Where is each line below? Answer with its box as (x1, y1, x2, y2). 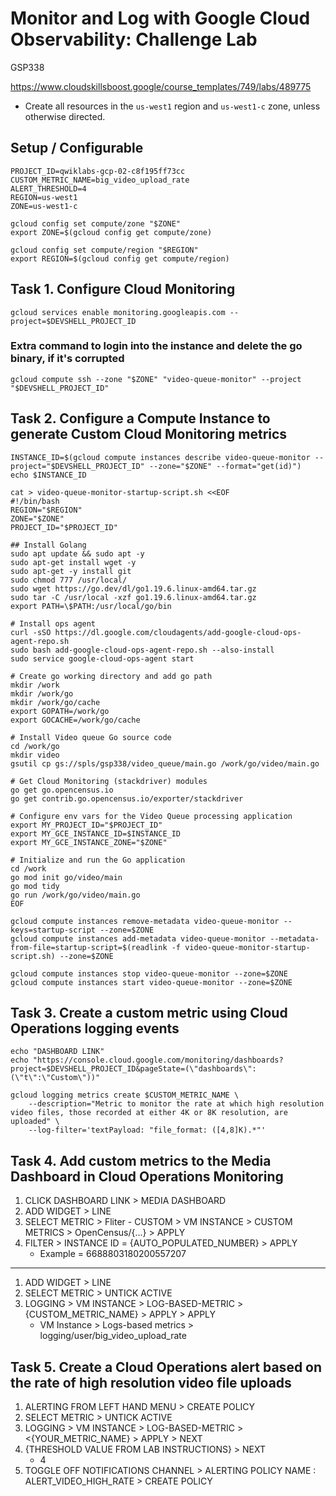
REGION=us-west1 (10, 192, 78, 202)
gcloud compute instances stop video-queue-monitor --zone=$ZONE (10, 968, 288, 979)
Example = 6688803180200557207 (39, 1248, 187, 1260)
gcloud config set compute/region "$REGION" (10, 245, 199, 255)
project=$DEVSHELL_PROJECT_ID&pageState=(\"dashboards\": (10, 1064, 257, 1074)
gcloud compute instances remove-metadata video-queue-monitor (10, 916, 280, 926)
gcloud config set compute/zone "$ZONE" (10, 218, 182, 229)
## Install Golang (10, 540, 87, 550)
